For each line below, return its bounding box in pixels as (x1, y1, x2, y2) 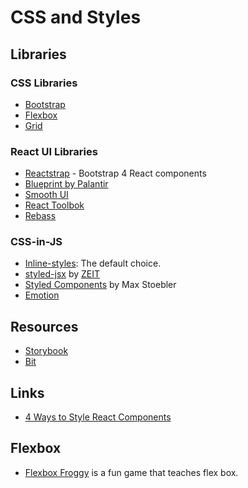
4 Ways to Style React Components (24, 411, 172, 423)
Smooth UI (24, 189, 69, 201)
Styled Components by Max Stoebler (24, 279, 177, 291)
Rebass (24, 210, 57, 222)
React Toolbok (24, 199, 85, 211)
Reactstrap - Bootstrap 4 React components (24, 167, 207, 180)
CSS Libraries (10, 76, 78, 90)
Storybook (24, 345, 69, 357)
